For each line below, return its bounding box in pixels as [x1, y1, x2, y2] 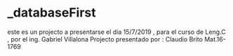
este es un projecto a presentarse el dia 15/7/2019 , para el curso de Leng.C [7, 28, 226, 36]
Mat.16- [204, 35, 226, 43]
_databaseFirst [7, 5, 96, 21]
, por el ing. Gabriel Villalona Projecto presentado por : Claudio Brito [7, 35, 204, 43]
